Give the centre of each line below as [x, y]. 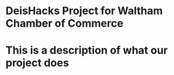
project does [37, 63]
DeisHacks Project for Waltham [84, 11]
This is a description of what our [87, 50]
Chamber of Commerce [64, 23]
